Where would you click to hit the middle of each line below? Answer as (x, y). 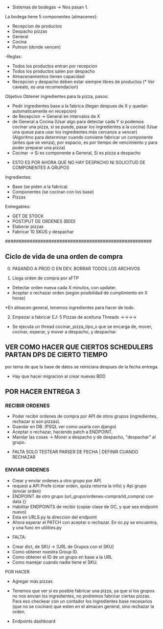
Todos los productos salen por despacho (54, 71)
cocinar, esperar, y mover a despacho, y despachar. (65, 331)
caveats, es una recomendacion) (45, 87)
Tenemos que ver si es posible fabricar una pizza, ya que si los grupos (83, 591)
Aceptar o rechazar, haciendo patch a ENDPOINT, (62, 432)
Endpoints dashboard (34, 621)
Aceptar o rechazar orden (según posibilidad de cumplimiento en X (80, 293)
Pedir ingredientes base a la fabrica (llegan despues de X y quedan (80, 106)
